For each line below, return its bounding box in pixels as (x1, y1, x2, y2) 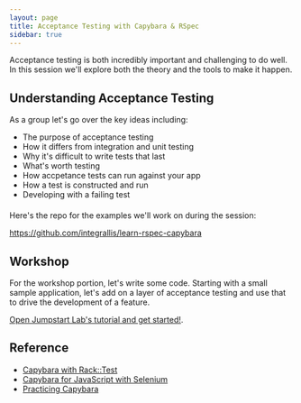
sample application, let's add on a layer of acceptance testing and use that (9, 288, 287, 298)
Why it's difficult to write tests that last (22, 151, 166, 162)
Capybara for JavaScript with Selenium (22, 373, 169, 384)
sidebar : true (9, 30, 63, 39)
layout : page (9, 13, 59, 23)
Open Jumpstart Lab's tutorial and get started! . (9, 315, 184, 325)
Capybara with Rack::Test (22, 364, 118, 375)
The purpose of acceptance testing (22, 132, 154, 142)
